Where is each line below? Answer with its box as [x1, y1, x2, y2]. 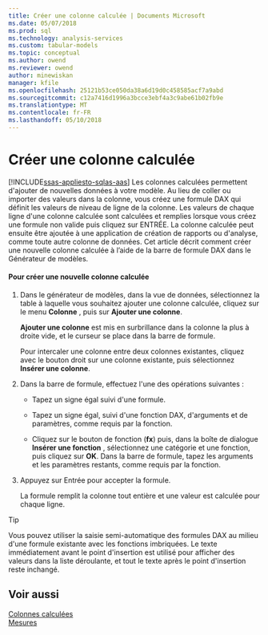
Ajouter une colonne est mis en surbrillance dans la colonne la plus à [19, 322, 250, 333]
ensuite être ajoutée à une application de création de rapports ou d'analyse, [8, 228, 258, 237]
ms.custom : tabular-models [8, 42, 98, 50]
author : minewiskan [8, 71, 74, 79]
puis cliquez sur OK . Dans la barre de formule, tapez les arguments [31, 451, 254, 461]
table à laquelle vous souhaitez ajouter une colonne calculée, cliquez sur [19, 298, 260, 309]
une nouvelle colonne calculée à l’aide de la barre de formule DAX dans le [8, 245, 252, 255]
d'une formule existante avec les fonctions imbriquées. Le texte [8, 539, 218, 549]
